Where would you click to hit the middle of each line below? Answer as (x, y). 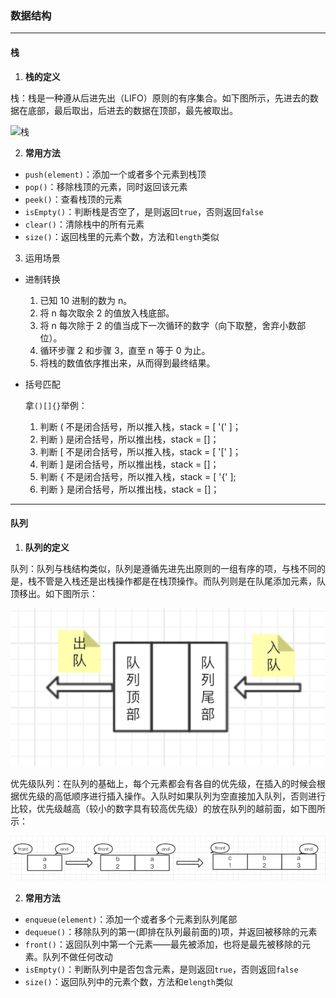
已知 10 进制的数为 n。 (86, 300)
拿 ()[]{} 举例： (56, 405)
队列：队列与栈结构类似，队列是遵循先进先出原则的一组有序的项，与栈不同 (163, 568)
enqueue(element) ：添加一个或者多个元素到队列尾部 (131, 919)
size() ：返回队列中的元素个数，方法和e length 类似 (128, 981)
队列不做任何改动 (77, 956)
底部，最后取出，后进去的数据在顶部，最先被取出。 (132, 110)
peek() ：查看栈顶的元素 (73, 199)
